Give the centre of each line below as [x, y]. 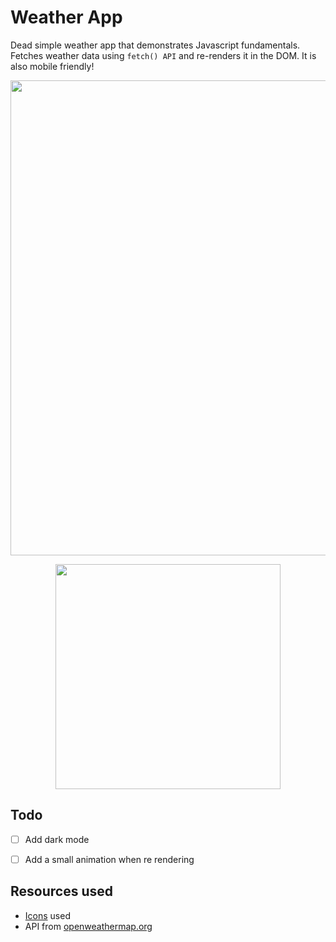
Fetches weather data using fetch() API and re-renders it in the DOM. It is [163, 55]
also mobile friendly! [52, 66]
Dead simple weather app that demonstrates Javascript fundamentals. [155, 45]
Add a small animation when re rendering [109, 859]
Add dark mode [57, 839]
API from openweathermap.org [88, 926]
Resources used [61, 891]
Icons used [47, 915]
